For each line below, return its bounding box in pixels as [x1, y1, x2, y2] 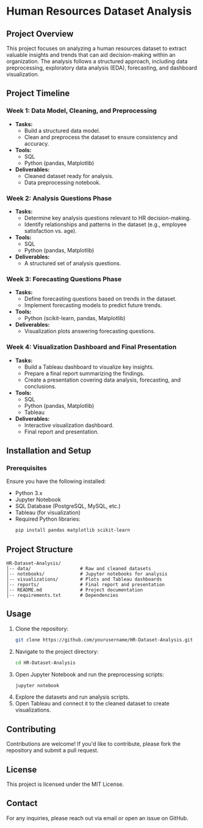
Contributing [6, 724, 56, 734]
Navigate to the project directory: [15, 648, 99, 655]
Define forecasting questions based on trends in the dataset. [24, 295, 177, 302]
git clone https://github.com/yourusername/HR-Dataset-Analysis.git [15, 637, 193, 643]
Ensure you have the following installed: [6, 477, 107, 485]
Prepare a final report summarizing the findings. [24, 369, 145, 377]
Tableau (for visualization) [15, 509, 81, 516]
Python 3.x [15, 490, 43, 497]
